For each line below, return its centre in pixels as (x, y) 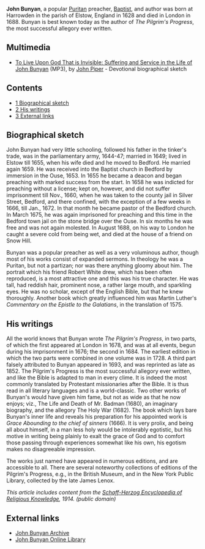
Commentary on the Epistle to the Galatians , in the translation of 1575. (95, 305)
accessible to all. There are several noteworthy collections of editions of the (102, 468)
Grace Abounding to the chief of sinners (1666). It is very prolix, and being (100, 423)
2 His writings (32, 109)
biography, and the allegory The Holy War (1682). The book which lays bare (102, 410)
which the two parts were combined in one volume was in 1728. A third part (101, 358)
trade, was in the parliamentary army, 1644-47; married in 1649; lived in (96, 156)
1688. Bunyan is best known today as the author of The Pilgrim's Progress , (100, 22)
